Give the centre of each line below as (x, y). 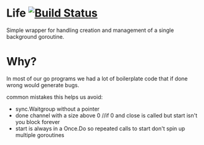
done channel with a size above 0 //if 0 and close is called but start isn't (106, 115)
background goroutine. (35, 36)
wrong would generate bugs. (43, 85)
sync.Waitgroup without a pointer (57, 109)
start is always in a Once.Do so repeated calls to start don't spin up (100, 128)
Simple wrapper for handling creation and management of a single (90, 30)
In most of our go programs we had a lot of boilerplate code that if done (97, 78)
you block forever (37, 122)
